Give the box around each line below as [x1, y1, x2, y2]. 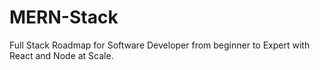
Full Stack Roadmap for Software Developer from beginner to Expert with [9, 39, 311, 51]
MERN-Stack [9, 6, 119, 29]
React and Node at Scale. [9, 49, 114, 61]
